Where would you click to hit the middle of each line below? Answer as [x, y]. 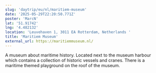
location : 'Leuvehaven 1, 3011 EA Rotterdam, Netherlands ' [68, 32]
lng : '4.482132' [22, 28]
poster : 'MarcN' [22, 18]
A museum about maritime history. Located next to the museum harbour [78, 55]
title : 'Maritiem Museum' [31, 37]
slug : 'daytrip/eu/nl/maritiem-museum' [46, 9]
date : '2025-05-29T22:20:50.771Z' [41, 14]
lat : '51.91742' [22, 23]
